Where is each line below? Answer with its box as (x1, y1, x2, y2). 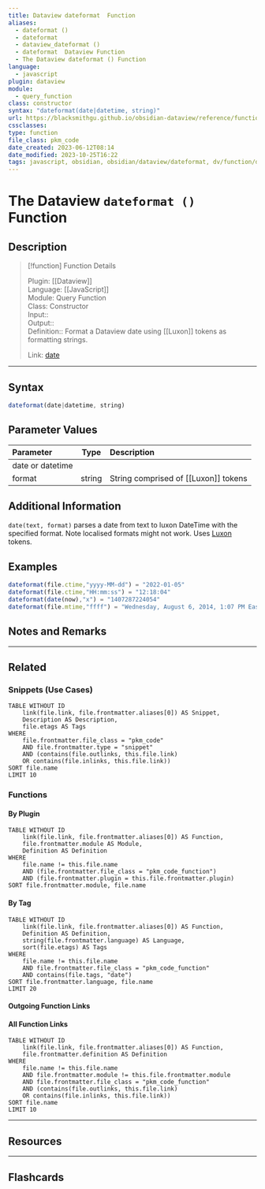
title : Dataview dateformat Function (8, 11, 136, 20)
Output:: (27, 319, 54, 328)
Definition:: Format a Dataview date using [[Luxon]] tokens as (27, 326, 227, 336)
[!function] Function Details (27, 261, 117, 270)
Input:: (27, 310, 49, 319)
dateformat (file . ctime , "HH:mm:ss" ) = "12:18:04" (8, 588, 171, 596)
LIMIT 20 (8, 985, 37, 993)
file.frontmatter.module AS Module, (22, 840, 144, 848)
